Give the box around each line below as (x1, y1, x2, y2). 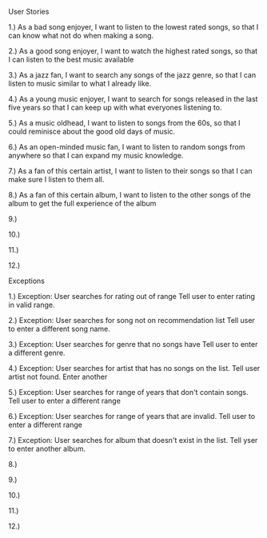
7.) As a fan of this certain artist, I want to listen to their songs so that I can (8, 166, 253, 175)
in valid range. (8, 300, 55, 309)
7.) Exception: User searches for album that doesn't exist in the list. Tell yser (8, 436, 258, 444)
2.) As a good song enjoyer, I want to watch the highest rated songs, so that (8, 46, 258, 55)
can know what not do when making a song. (8, 31, 154, 40)
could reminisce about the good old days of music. (8, 127, 176, 136)
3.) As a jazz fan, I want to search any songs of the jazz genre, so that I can (8, 70, 257, 79)
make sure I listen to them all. (8, 175, 105, 184)
